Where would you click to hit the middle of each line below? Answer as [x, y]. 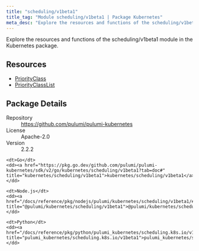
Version [15, 143]
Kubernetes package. [32, 46]
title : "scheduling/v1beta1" [42, 12]
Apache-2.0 [36, 136]
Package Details [36, 103]
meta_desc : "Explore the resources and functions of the [78, 22]
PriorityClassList [35, 85]
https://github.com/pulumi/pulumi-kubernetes [77, 124]
